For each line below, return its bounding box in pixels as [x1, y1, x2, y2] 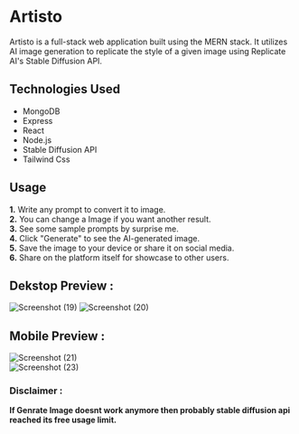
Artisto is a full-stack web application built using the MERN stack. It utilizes [9, 36, 288, 47]
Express [22, 115, 53, 126]
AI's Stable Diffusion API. [9, 55, 102, 66]
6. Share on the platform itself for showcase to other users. [9, 251, 229, 263]
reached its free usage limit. [9, 414, 117, 426]
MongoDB [22, 106, 61, 117]
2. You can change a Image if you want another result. [9, 213, 211, 224]
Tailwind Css [22, 154, 70, 165]
